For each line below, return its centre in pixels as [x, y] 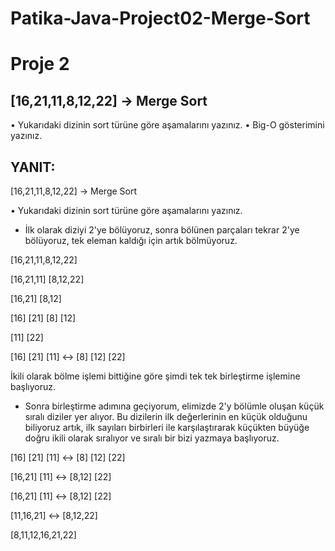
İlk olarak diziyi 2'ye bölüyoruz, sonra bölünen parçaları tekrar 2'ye [162, 230]
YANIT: [33, 167]
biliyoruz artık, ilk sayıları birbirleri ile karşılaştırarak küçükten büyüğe [167, 427]
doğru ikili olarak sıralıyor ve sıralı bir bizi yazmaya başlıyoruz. [152, 438]
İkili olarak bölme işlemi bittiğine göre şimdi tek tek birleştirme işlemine [155, 376]
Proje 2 [40, 64]
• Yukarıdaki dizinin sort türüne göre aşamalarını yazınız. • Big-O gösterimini [167, 125]
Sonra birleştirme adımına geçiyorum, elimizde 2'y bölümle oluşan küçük [174, 406]
